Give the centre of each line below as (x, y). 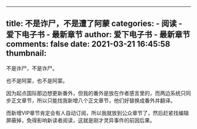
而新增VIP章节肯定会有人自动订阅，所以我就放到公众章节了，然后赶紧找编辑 (98, 113)
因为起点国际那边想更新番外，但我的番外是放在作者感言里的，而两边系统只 (96, 93)
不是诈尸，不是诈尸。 (32, 68)
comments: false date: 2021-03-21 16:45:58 (88, 44)
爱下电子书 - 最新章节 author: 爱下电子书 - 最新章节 (98, 35)
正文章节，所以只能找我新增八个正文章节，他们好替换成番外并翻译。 (93, 100)
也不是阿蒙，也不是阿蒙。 (37, 80)
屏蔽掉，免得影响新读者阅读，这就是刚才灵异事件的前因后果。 (81, 120)
